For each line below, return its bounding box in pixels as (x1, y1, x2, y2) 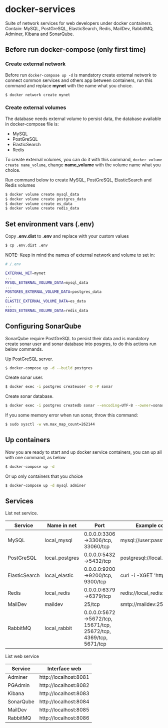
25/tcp (83, 601, 100, 608)
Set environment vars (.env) (5, 220, 94, 228)
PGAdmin (7, 682, 30, 689)
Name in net (47, 522, 77, 529)
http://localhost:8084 (39, 698, 89, 705)
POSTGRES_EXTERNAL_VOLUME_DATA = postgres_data (5, 289, 101, 294)
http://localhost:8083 (39, 690, 89, 697)
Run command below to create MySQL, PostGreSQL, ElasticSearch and (5, 177, 151, 183)
